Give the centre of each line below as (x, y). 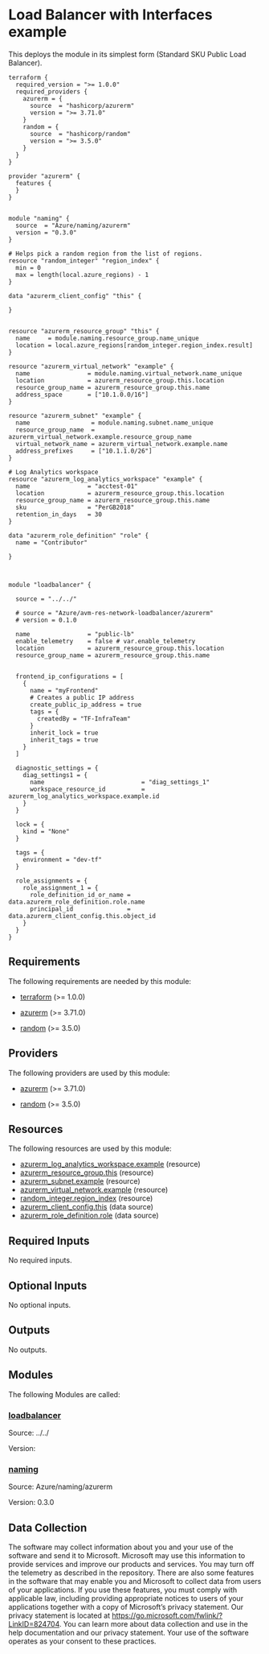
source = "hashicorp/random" (80, 134)
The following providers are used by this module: (89, 1073)
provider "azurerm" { (45, 176)
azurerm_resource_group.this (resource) (87, 1172)
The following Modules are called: (64, 1394)
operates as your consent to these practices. (82, 1641)
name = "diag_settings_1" (120, 782)
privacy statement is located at (59, 1615)
